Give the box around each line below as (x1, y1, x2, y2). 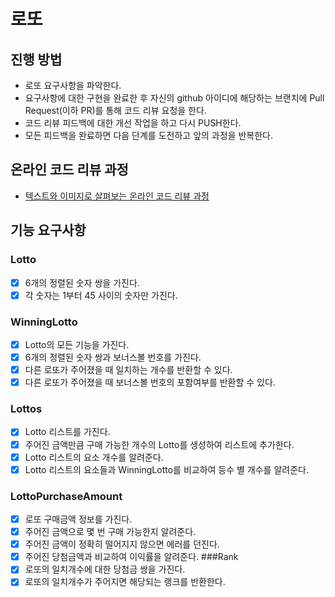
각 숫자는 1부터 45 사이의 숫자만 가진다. (24, 289, 178, 301)
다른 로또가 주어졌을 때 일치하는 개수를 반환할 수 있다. (24, 364, 233, 376)
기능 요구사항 (10, 222, 87, 239)
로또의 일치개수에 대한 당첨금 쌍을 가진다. (24, 563, 186, 575)
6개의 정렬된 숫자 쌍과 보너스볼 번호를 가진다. (24, 351, 202, 363)
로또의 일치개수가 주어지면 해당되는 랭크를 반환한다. (24, 576, 226, 588)
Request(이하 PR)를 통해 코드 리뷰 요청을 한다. (24, 105, 207, 116)
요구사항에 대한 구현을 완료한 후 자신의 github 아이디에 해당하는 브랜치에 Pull (24, 92, 325, 104)
